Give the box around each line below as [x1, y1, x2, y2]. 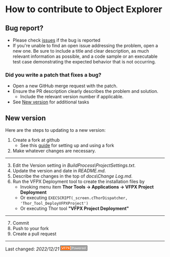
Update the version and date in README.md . [12, 168, 106, 174]
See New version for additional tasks [12, 99, 90, 105]
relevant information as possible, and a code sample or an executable [12, 53, 158, 59]
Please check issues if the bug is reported [12, 37, 101, 43]
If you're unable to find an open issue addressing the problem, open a [12, 43, 158, 49]
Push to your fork [12, 226, 49, 232]
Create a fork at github [12, 137, 60, 143]
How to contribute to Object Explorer [5, 4, 162, 15]
